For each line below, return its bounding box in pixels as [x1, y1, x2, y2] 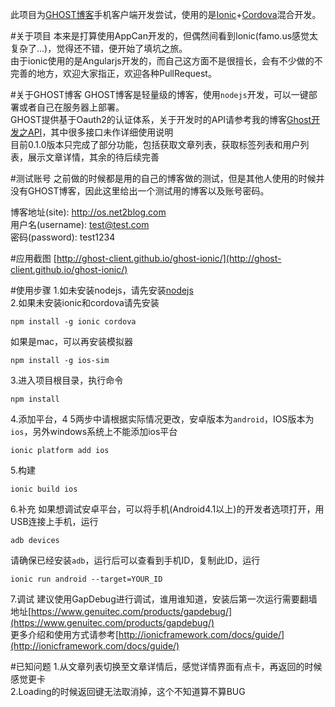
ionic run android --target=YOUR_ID [10, 574, 163, 584]
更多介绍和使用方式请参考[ [10, 629, 120, 640]
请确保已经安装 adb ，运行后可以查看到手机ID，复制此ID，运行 [10, 554, 261, 566]
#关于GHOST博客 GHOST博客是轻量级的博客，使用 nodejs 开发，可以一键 [10, 89, 309, 100]
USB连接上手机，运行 [10, 516, 99, 527]
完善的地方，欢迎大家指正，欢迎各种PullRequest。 [10, 68, 217, 79]
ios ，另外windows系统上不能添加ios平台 [10, 426, 178, 437]
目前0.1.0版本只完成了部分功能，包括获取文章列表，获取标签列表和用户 [10, 139, 301, 150]
